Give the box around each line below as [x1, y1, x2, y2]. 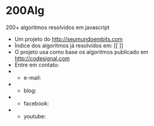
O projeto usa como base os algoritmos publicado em [14, 48, 149, 55]
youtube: [23, 113, 46, 120]
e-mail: [23, 74, 42, 81]
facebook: [23, 99, 49, 107]
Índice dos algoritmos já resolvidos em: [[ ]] [14, 42, 124, 49]
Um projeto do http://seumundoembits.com [14, 35, 123, 42]
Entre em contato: [14, 61, 59, 68]
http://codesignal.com [14, 55, 70, 62]
